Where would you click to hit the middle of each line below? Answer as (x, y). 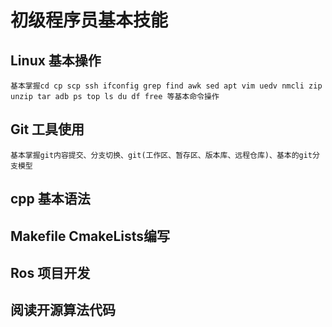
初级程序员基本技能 (89, 20)
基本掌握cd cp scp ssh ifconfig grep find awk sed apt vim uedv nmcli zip (166, 86)
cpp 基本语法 (50, 199)
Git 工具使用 (47, 129)
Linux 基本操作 (56, 60)
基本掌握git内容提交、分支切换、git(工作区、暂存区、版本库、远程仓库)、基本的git (161, 155)
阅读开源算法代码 (63, 310)
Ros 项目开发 (50, 272)
